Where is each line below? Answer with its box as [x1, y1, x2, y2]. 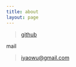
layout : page [6, 14, 39, 20]
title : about [6, 8, 39, 15]
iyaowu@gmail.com [20, 54, 70, 61]
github [20, 31, 37, 38]
